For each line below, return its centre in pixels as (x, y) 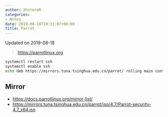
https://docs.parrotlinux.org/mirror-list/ (52, 99)
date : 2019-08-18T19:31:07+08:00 (40, 24)
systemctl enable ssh (28, 66)
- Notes (13, 19)
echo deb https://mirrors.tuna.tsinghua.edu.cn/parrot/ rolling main (79, 71)
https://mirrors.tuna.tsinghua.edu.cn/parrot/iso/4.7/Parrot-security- (82, 104)
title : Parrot (20, 29)
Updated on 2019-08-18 (30, 43)
